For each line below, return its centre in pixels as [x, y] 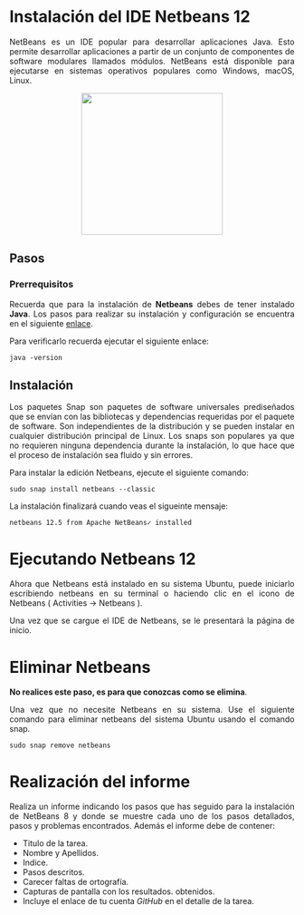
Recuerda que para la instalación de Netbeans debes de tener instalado [152, 304]
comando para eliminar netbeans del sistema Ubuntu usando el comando [152, 719]
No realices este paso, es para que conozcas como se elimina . [128, 692]
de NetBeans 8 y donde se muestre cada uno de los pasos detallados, [152, 816]
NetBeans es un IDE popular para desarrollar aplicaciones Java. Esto [152, 42]
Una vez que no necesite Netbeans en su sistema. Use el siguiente [152, 710]
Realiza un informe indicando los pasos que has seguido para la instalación [152, 807]
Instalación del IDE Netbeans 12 [130, 17]
